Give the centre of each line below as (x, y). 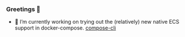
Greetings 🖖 (23, 9)
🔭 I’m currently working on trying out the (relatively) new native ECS (97, 22)
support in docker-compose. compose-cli (65, 28)
